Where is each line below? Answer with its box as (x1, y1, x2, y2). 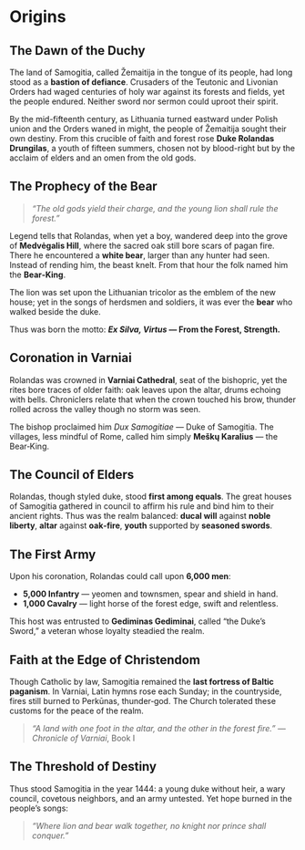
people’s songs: (9, 803, 68, 814)
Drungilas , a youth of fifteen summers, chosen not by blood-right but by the (9, 143, 296, 153)
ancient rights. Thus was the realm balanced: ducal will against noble (9, 511, 271, 522)
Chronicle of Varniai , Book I (31, 732, 136, 744)
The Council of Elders (9, 467, 135, 482)
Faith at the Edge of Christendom (9, 652, 200, 668)
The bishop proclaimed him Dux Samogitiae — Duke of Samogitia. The (9, 421, 275, 432)
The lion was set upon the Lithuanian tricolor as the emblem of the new (9, 286, 276, 297)
